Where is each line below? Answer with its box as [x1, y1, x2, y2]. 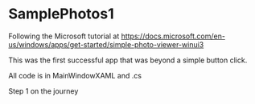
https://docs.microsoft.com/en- [121, 31, 225, 41]
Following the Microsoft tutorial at [8, 31, 120, 41]
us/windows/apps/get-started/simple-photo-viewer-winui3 [8, 39, 204, 49]
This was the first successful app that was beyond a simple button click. [8, 55, 248, 65]
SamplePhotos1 [8, 5, 114, 23]
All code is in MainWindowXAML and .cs [8, 70, 142, 80]
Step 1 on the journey [8, 86, 79, 96]
